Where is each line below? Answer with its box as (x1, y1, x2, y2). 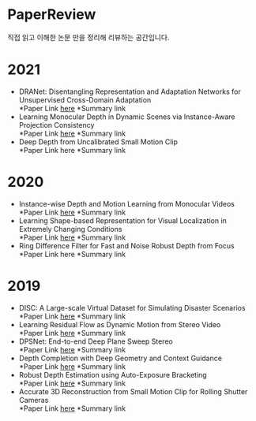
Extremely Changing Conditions (18, 224, 122, 233)
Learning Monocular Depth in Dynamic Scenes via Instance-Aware (18, 112, 235, 121)
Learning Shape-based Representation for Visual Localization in (18, 215, 227, 225)
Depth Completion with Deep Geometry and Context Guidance (18, 353, 223, 363)
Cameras (18, 395, 49, 404)
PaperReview (7, 6, 96, 24)
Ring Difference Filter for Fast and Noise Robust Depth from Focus (18, 240, 235, 250)
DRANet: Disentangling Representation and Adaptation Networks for (18, 87, 242, 96)
